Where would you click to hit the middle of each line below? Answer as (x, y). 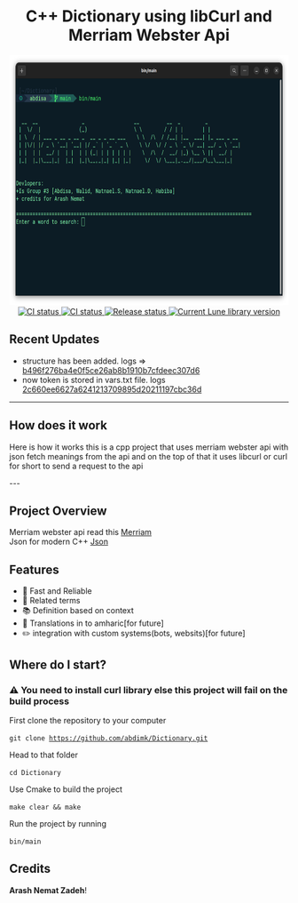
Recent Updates (55, 340)
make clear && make (45, 807)
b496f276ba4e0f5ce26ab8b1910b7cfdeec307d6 (111, 370)
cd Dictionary (35, 772)
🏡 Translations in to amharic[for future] (93, 623)
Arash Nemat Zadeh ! (48, 890)
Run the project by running (58, 823)
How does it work (59, 425)
